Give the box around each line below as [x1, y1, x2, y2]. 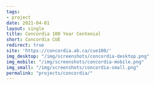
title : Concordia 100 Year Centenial [6, 31, 101, 37]
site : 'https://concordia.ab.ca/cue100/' [6, 48, 112, 54]
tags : [6, 8, 20, 15]
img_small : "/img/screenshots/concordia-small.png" [6, 64, 139, 71]
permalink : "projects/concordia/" [6, 70, 93, 76]
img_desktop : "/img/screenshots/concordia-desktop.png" [6, 53, 150, 59]
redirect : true [6, 42, 45, 48]
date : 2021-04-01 [6, 20, 50, 26]
